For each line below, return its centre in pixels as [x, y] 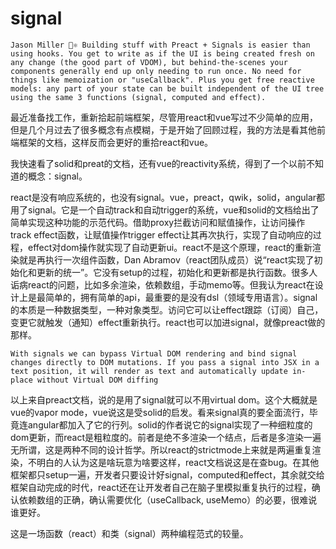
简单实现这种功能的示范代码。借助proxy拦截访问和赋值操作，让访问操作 [158, 222]
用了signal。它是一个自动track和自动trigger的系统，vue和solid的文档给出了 [165, 209]
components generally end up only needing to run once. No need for [156, 71]
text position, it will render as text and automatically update [149, 371]
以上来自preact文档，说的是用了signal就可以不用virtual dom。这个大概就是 [164, 399]
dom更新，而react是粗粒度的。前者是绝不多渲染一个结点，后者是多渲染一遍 [166, 437]
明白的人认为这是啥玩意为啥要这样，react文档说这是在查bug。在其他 [178, 462]
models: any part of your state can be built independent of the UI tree [167, 88]
